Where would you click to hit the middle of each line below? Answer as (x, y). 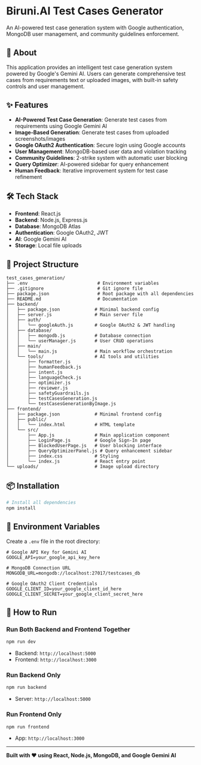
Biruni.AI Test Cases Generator (85, 11)
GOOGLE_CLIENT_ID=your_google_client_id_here (64, 589)
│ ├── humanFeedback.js (44, 367)
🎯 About (22, 53)
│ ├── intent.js (34, 372)
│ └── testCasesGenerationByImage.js (61, 404)
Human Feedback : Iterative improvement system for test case (92, 170)
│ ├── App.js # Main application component (88, 435)
